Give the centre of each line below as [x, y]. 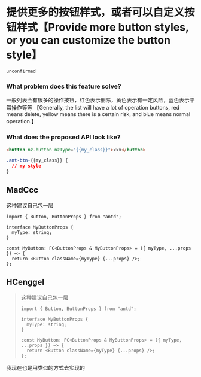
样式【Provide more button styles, [103, 27]
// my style [27, 166]
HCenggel [25, 282]
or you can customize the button [89, 40]
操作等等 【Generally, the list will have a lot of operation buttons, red [95, 108]
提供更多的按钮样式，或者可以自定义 [95, 12]
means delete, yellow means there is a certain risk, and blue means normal [98, 114]
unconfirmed [21, 71]
